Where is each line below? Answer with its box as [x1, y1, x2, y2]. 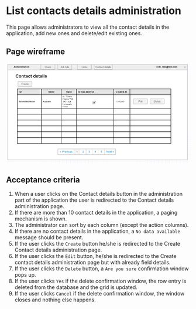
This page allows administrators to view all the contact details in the [6, 23, 170, 30]
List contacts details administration [6, 4, 181, 18]
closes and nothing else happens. [14, 296, 96, 303]
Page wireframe [6, 47, 66, 57]
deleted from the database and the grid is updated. [14, 284, 137, 291]
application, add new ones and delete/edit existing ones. [6, 29, 142, 36]
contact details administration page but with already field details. [14, 259, 171, 266]
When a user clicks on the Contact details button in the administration [14, 191, 183, 198]
